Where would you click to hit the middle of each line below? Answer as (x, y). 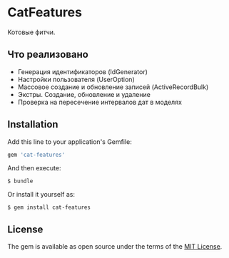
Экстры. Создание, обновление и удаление (84, 94)
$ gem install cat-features (49, 207)
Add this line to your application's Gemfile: (70, 141)
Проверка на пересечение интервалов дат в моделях (100, 102)
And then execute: (34, 168)
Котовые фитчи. (31, 32)
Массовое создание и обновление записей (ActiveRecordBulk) (113, 87)
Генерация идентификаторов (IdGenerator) (83, 71)
